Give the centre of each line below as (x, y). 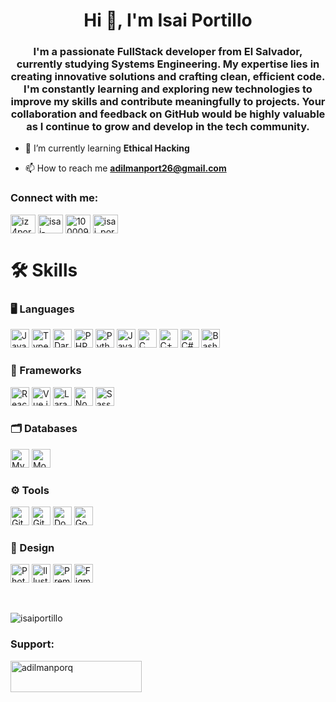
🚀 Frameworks (46, 371)
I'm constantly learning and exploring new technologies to (168, 89)
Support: (32, 644)
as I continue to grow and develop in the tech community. (168, 127)
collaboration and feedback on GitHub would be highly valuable (168, 114)
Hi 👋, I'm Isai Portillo (168, 20)
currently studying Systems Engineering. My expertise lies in (168, 64)
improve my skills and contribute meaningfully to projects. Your (168, 102)
